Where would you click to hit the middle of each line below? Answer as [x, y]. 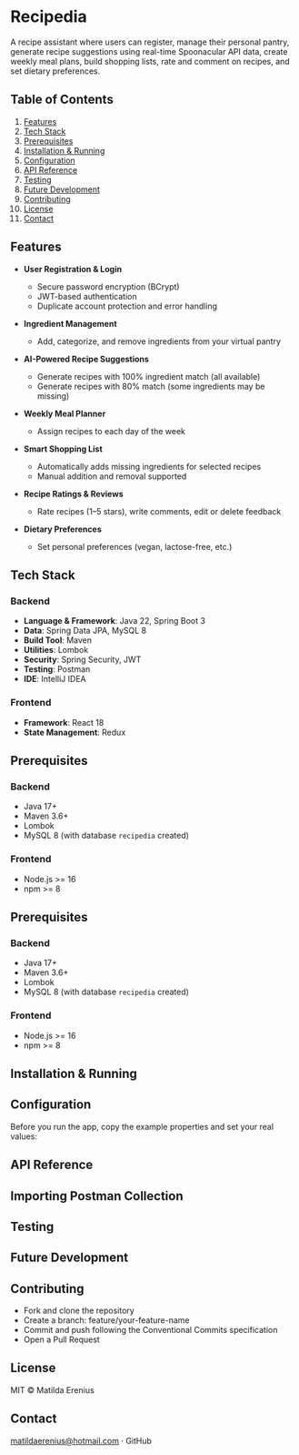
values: [24, 1136]
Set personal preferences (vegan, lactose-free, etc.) [135, 546]
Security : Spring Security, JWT [82, 660]
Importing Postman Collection [97, 1196]
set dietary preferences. [55, 71]
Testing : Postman [57, 669]
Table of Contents [62, 100]
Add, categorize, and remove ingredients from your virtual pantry [159, 341]
